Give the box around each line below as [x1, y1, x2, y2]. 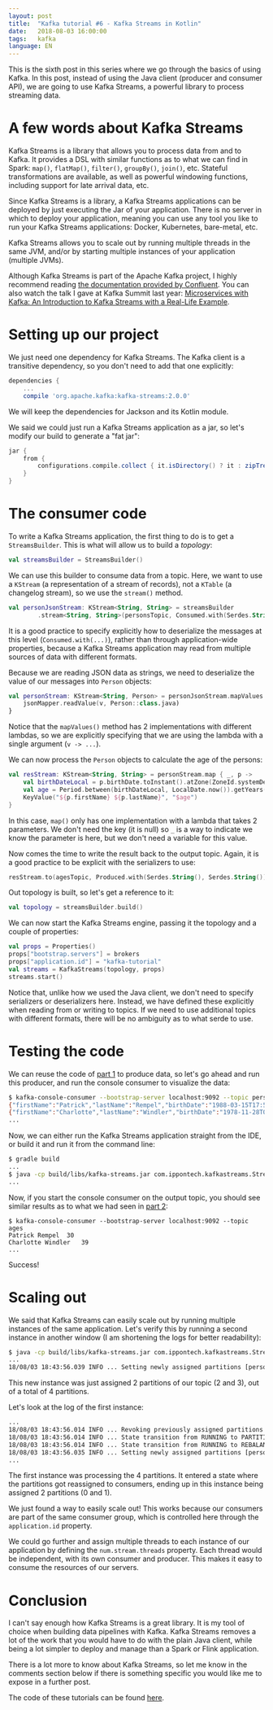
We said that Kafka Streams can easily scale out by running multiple [8, 1315, 236, 1325]
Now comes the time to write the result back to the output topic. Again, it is [8, 848, 259, 859]
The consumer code [8, 505, 147, 523]
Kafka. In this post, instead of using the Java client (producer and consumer [8, 73, 262, 83]
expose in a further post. [8, 1677, 91, 1687]
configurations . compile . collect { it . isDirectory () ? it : [37, 461, 242, 470]
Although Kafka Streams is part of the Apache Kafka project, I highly [8, 271, 237, 281]
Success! [8, 1259, 40, 1270]
